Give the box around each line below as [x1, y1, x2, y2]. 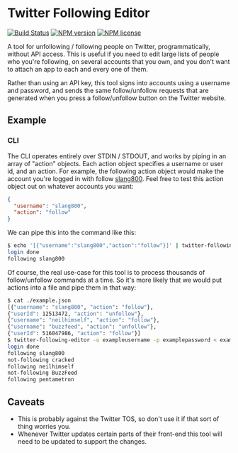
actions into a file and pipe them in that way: [7, 283, 137, 292]
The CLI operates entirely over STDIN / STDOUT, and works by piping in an [7, 151, 227, 160]
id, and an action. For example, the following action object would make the [7, 167, 225, 175]
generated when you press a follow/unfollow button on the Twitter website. [7, 94, 227, 102]
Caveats [7, 395, 45, 408]
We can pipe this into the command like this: [7, 229, 137, 237]
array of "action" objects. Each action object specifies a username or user [7, 159, 224, 168]
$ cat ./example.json [7, 297, 72, 304]
